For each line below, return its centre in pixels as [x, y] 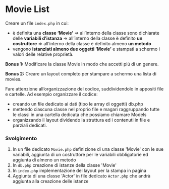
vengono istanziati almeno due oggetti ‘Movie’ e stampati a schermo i [86, 49]
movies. [13, 79]
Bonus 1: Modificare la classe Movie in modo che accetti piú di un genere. [82, 64]
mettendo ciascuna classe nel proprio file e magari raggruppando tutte [86, 109]
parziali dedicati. [30, 125]
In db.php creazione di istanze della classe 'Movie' [65, 165]
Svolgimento [21, 138]
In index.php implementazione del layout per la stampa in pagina [79, 171]
